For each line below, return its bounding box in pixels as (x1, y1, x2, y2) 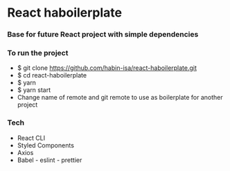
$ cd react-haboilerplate (17, 71, 87, 80)
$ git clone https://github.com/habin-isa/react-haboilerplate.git (17, 64, 197, 72)
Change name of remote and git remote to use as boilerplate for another (17, 93, 223, 102)
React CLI (17, 134, 46, 142)
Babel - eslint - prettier (17, 156, 82, 164)
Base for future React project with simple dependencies (7, 30, 199, 39)
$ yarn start (17, 86, 51, 94)
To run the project (7, 48, 69, 58)
